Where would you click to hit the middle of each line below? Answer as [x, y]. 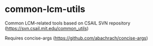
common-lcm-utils [45, 9]
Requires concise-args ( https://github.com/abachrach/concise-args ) [76, 38]
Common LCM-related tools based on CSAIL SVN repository [68, 23]
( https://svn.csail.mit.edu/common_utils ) [47, 28]
